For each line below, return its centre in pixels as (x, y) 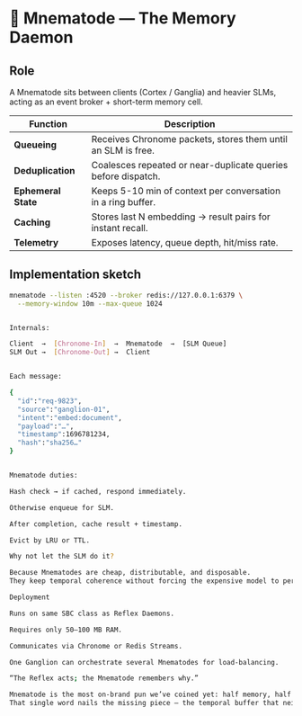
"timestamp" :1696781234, (64, 434)
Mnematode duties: (44, 476)
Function (48, 124)
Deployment (30, 597)
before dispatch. (126, 176)
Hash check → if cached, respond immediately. (98, 491)
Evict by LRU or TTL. (50, 540)
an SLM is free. (123, 150)
